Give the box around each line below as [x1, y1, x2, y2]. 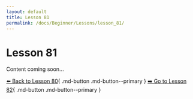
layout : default [6, 8, 47, 15]
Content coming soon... [6, 65, 64, 73]
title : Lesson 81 [6, 14, 50, 20]
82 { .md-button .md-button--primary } [6, 86, 101, 94]
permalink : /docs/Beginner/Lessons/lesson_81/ [6, 20, 125, 26]
